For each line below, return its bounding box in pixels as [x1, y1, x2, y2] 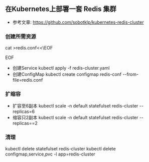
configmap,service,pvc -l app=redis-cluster [5, 151, 95, 157]
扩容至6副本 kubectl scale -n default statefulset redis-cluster [12, 103, 138, 109]
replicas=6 [12, 109, 35, 115]
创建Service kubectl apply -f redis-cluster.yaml [12, 65, 110, 71]
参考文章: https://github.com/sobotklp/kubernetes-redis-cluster [12, 19, 144, 25]
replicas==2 [12, 120, 38, 126]
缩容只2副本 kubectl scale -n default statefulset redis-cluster [12, 115, 138, 121]
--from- [122, 71, 139, 77]
